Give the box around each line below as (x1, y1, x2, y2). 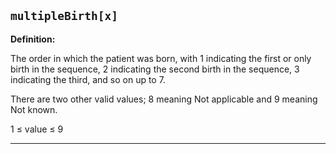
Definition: (10, 33, 56, 45)
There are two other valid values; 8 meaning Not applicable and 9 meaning (10, 93, 318, 105)
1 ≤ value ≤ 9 (10, 123, 64, 135)
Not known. (10, 103, 58, 115)
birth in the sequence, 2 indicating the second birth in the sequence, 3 (10, 63, 300, 75)
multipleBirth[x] (10, 9, 118, 24)
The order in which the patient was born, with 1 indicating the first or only (10, 52, 312, 64)
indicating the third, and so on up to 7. (10, 73, 166, 85)
